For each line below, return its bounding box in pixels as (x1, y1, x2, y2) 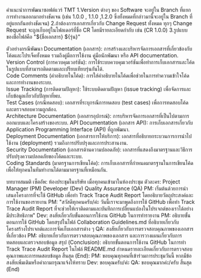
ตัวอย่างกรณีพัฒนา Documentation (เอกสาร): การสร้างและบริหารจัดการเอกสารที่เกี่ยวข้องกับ (6, 45, 193, 52)
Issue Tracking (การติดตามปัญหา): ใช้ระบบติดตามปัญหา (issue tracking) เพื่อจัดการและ (6, 85, 191, 93)
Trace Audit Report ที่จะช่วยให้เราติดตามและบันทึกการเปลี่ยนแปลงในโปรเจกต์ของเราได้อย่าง (6, 205, 193, 212)
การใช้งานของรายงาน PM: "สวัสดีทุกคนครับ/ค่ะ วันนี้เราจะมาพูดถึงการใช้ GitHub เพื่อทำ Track (6, 198, 195, 205)
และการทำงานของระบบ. (6, 79, 53, 85)
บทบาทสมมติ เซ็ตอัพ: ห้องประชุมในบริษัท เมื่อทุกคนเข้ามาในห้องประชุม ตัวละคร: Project (6, 178, 181, 185)
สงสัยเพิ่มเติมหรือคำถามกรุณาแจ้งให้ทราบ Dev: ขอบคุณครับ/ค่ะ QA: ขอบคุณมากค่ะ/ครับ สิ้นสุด (6, 259, 192, 266)
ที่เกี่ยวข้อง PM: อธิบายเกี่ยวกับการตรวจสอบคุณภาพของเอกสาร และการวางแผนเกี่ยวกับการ (6, 232, 182, 239)
